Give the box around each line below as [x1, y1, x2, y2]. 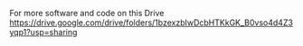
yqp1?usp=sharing [9, 27, 78, 37]
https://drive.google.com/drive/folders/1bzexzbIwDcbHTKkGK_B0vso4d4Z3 [9, 17, 294, 28]
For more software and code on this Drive [9, 8, 165, 18]
